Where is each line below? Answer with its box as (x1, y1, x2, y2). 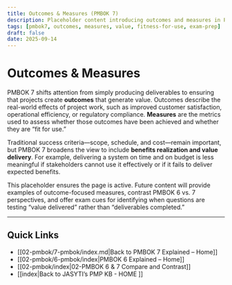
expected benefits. (7, 168, 61, 176)
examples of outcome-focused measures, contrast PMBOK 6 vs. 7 (7, 188, 195, 197)
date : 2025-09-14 (7, 36, 57, 43)
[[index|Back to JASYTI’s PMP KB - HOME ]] (17, 270, 144, 278)
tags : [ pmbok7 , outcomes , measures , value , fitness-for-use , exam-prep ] (7, 23, 221, 30)
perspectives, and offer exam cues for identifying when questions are (7, 196, 205, 204)
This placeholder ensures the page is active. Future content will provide (7, 181, 211, 190)
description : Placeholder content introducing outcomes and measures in (7, 17, 221, 23)
